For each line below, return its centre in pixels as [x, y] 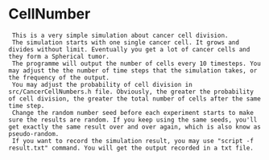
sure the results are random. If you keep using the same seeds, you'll [133, 120]
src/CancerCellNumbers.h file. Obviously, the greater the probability [131, 92]
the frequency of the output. [59, 77]
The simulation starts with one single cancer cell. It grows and [126, 42]
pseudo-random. [34, 133]
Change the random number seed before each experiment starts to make [132, 113]
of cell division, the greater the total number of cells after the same [135, 98]
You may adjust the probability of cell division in [102, 84]
